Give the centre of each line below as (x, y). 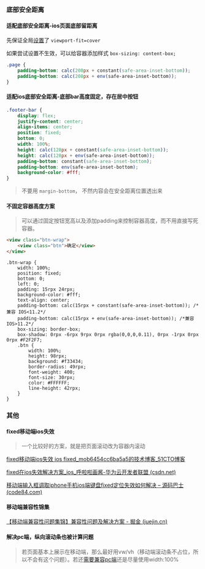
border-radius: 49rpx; (57, 367)
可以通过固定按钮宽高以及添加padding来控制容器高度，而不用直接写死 (110, 221)
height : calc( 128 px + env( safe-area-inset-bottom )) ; (86, 155)
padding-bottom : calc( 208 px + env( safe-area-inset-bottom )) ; (97, 76)
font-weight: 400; (52, 372)
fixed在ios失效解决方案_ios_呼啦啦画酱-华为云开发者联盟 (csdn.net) (91, 472)
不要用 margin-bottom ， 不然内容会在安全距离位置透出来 (92, 191)
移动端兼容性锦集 (28, 506)
